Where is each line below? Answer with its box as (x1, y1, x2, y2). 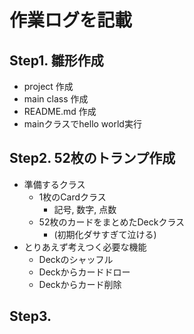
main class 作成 (23, 93, 89, 105)
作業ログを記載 (9, 9, 133, 32)
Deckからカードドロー (38, 266, 131, 278)
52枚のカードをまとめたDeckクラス (38, 216, 186, 228)
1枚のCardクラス (38, 191, 107, 203)
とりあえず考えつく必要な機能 (23, 241, 147, 253)
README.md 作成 (23, 106, 97, 117)
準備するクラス (23, 178, 86, 190)
